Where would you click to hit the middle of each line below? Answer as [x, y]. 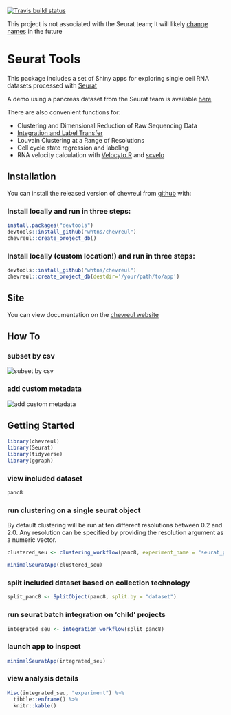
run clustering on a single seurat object [74, 510]
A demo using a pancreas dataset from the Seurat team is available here [109, 99]
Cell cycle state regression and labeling [73, 148]
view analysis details [43, 678]
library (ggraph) [30, 461]
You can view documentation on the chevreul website [83, 314]
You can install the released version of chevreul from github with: [99, 193]
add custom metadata [45, 389]
